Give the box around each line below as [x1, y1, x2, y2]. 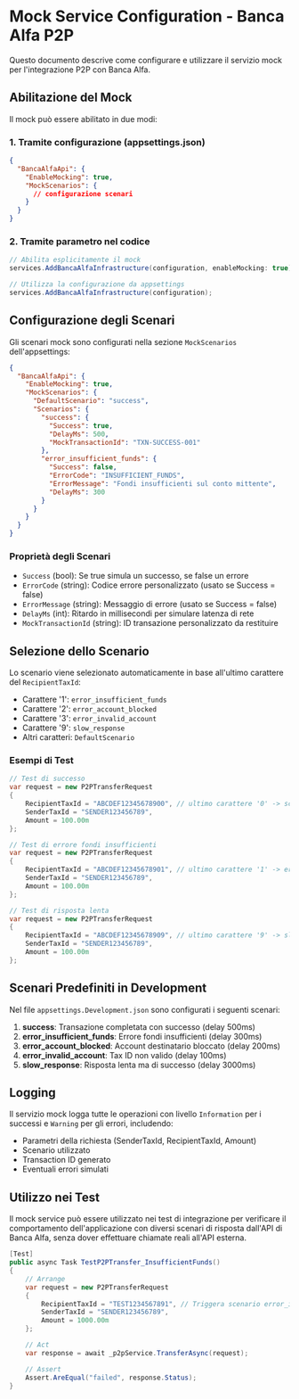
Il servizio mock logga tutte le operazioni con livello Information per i [9, 1108, 263, 1120]
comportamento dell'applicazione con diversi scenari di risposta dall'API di [9, 1223, 283, 1234]
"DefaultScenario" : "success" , [32, 397, 149, 406]
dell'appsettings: [9, 346, 71, 357]
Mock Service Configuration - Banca [9, 6, 285, 27]
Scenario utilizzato [21, 1145, 91, 1156]
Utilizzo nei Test [9, 1189, 101, 1205]
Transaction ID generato [21, 1155, 111, 1165]
